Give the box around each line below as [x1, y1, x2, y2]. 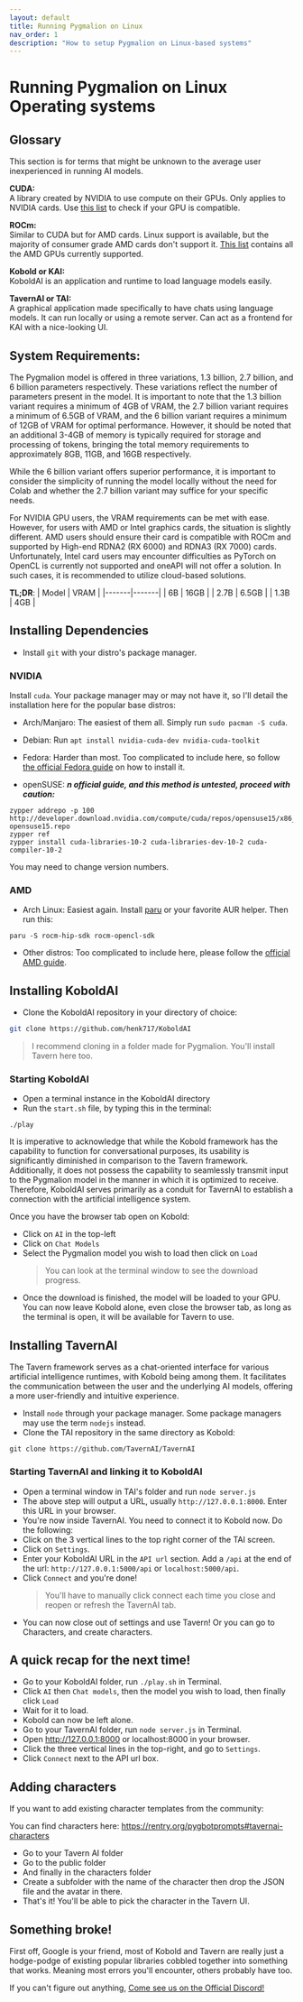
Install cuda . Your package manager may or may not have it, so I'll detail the [9, 690, 289, 701]
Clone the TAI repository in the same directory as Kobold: [22, 1427, 236, 1438]
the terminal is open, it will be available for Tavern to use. [22, 1312, 234, 1323]
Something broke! [9, 1922, 113, 1937]
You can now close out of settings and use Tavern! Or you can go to [22, 1617, 275, 1628]
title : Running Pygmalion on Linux [9, 22, 143, 31]
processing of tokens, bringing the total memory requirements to [9, 439, 250, 450]
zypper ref [9, 830, 50, 839]
